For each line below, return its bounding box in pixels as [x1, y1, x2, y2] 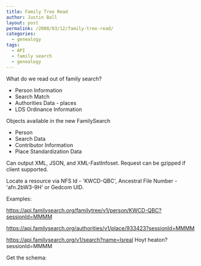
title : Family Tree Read [6, 8, 68, 15]
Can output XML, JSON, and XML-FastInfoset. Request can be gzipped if [6, 159, 186, 166]
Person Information [14, 86, 63, 94]
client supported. [6, 165, 48, 173]
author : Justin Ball [6, 14, 58, 20]
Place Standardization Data [14, 147, 82, 155]
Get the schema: [6, 254, 47, 261]
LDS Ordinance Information [14, 106, 83, 113]
